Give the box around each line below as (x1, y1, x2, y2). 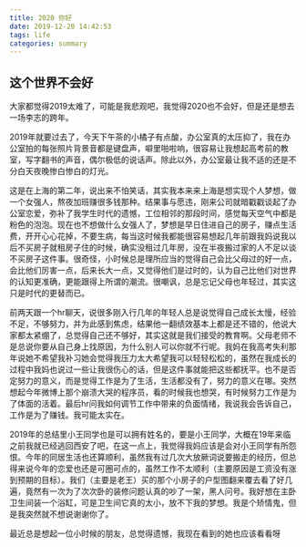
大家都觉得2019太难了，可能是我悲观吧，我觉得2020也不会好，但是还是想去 (9, 101, 295, 112)
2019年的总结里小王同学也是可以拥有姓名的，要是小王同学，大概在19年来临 (9, 429, 291, 440)
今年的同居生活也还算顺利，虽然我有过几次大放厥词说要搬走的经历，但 (25, 452, 289, 463)
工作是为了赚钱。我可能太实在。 (9, 409, 129, 420)
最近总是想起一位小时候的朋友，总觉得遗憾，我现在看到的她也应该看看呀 (9, 528, 280, 539)
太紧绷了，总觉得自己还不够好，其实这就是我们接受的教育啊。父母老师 (25, 330, 289, 341)
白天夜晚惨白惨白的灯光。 (16, 166, 114, 177)
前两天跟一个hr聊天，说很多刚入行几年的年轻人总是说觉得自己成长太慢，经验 (9, 307, 297, 318)
